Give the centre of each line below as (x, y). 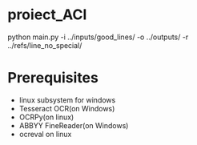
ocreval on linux (45, 134)
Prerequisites (53, 78)
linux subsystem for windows (67, 100)
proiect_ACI (47, 15)
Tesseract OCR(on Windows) (67, 108)
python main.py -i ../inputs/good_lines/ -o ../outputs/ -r (98, 37)
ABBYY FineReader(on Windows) (74, 125)
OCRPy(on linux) (46, 117)
